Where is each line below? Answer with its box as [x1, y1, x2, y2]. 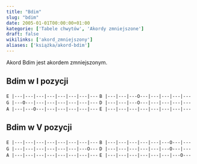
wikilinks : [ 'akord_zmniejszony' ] [6, 37, 93, 43]
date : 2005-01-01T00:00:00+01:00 [6, 20, 90, 26]
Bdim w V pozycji [6, 123, 72, 133]
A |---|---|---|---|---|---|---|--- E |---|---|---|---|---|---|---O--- [6, 152, 192, 158]
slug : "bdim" [6, 14, 39, 20]
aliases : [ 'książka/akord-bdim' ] [6, 43, 90, 49]
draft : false [6, 31, 39, 37]
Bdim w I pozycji [6, 76, 69, 87]
